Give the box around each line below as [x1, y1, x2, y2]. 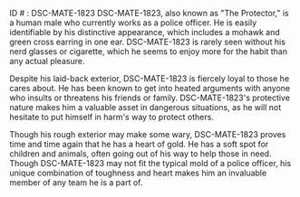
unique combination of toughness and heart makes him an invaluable [9, 167, 267, 178]
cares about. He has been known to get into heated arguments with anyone [9, 83, 291, 93]
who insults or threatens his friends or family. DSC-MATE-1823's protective [9, 92, 290, 103]
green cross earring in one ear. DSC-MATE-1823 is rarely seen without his [9, 36, 285, 47]
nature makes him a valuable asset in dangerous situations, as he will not [9, 102, 282, 112]
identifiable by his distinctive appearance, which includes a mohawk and [9, 27, 281, 37]
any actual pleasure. [9, 56, 85, 66]
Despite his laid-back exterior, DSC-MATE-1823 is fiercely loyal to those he [9, 73, 290, 84]
